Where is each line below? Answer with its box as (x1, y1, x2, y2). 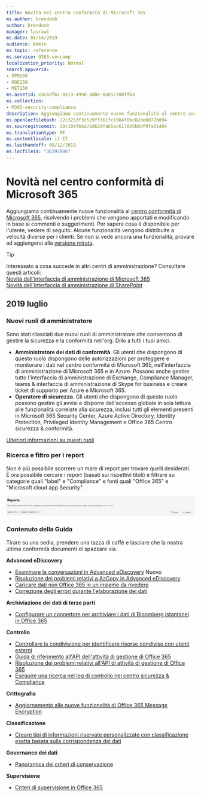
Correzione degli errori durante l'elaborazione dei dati (14, 587, 148, 595)
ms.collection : (6, 98, 44, 104)
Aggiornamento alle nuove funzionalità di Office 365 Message (14, 701, 167, 708)
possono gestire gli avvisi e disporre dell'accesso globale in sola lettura (14, 399, 191, 406)
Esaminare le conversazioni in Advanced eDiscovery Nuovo (14, 568, 162, 576)
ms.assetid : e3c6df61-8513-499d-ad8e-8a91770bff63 (6, 92, 135, 98)
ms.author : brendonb (6, 16, 58, 22)
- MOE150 (6, 79, 28, 85)
